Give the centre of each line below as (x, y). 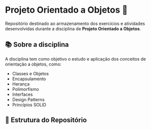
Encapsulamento (29, 79)
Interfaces (22, 94)
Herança (21, 84)
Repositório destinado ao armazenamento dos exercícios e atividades (75, 23)
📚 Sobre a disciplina (37, 45)
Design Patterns (28, 99)
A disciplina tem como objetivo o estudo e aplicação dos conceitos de (75, 59)
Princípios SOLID (29, 105)
